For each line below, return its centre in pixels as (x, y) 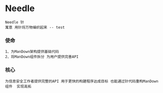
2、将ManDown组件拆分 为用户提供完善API (42, 57)
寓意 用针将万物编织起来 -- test (35, 27)
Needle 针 (15, 22)
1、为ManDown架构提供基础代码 (32, 52)
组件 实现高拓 (18, 86)
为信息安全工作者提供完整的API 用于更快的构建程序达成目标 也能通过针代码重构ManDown (82, 81)
